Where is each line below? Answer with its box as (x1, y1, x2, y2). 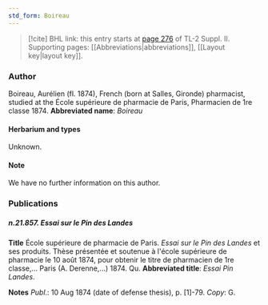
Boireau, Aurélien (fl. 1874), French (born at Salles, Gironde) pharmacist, (8, 89, 246, 98)
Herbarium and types (8, 124, 82, 134)
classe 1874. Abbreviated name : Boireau (8, 106, 143, 115)
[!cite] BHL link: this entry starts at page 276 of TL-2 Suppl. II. (27, 34, 230, 43)
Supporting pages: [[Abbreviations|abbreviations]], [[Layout (27, 42, 226, 52)
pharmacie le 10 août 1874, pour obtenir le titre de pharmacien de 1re (8, 255, 234, 265)
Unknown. (8, 142, 42, 152)
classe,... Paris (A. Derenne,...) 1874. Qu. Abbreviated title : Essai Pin (8, 263, 234, 273)
